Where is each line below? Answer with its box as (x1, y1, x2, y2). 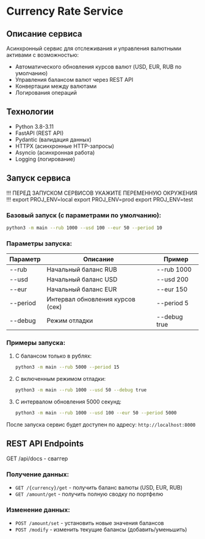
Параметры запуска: (6, 239, 72, 248)
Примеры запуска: (6, 339, 66, 347)
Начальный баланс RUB (46, 266, 118, 274)
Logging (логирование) (15, 155, 76, 162)
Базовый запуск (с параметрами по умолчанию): (6, 211, 162, 219)
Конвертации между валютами (15, 82, 97, 90)
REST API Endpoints (6, 438, 84, 449)
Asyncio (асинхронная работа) (15, 148, 95, 156)
